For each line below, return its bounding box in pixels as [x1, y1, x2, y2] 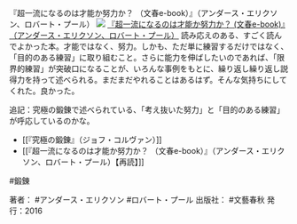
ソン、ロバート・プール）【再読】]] [21, 156, 145, 167]
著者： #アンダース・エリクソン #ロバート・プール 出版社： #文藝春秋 [9, 195, 266, 204]
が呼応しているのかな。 [9, 116, 95, 126]
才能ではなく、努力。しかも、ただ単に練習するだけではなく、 [63, 41, 289, 52]
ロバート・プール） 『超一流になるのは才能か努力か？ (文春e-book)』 [24, 19, 285, 29]
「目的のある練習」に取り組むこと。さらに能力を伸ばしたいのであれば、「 [9, 52, 277, 62]
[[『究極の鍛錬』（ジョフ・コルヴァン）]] [21, 134, 162, 145]
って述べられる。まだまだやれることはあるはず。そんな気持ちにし [39, 75, 280, 84]
